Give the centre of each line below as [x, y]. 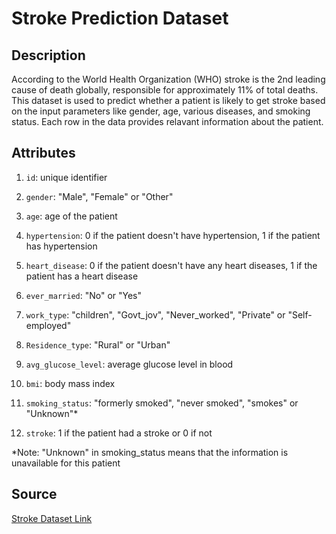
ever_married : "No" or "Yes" [84, 295]
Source [34, 494]
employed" [48, 325]
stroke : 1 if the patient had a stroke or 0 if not [119, 433]
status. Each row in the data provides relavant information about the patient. [167, 121]
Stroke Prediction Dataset [120, 18]
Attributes [43, 153]
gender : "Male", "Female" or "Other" [99, 196]
